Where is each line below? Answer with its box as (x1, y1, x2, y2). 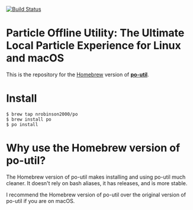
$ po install (6, 121, 38, 127)
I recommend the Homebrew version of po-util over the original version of (6, 191, 186, 198)
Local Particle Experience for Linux (6, 39, 182, 53)
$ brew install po (6, 116, 52, 122)
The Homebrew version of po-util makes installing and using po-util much (6, 173, 186, 180)
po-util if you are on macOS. (6, 197, 75, 204)
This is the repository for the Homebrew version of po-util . (6, 71, 149, 78)
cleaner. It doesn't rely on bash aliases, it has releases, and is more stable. (6, 179, 188, 186)
